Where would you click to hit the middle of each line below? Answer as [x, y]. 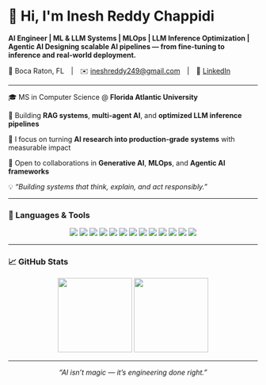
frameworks [29, 171]
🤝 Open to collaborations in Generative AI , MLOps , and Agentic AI [117, 162]
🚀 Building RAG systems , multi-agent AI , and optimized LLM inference [125, 115]
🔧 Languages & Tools [49, 215]
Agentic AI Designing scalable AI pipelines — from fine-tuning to [117, 46]
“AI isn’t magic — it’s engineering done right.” [133, 372]
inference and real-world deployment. [72, 55]
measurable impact [40, 147]
